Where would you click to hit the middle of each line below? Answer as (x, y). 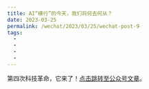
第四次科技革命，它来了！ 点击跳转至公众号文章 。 (76, 78)
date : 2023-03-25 (32, 20)
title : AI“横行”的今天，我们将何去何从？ (60, 13)
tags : (15, 33)
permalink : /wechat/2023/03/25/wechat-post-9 (73, 26)
